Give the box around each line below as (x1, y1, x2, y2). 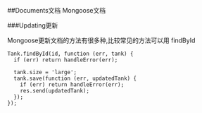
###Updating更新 (7, 21, 58, 30)
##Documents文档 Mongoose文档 (7, 6, 106, 14)
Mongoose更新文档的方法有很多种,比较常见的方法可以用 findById (7, 36, 196, 44)
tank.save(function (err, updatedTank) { (13, 75, 137, 82)
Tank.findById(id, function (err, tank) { (7, 50, 134, 57)
